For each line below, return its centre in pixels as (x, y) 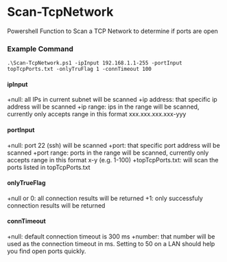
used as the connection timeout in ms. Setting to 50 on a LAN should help (111, 244)
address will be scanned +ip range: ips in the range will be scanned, (103, 107)
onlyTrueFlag (26, 183)
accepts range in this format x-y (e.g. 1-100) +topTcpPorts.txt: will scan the (113, 160)
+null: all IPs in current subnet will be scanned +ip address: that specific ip (112, 100)
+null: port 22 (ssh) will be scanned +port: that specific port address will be (114, 145)
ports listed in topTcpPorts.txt (49, 167)
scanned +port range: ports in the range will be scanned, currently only (108, 153)
